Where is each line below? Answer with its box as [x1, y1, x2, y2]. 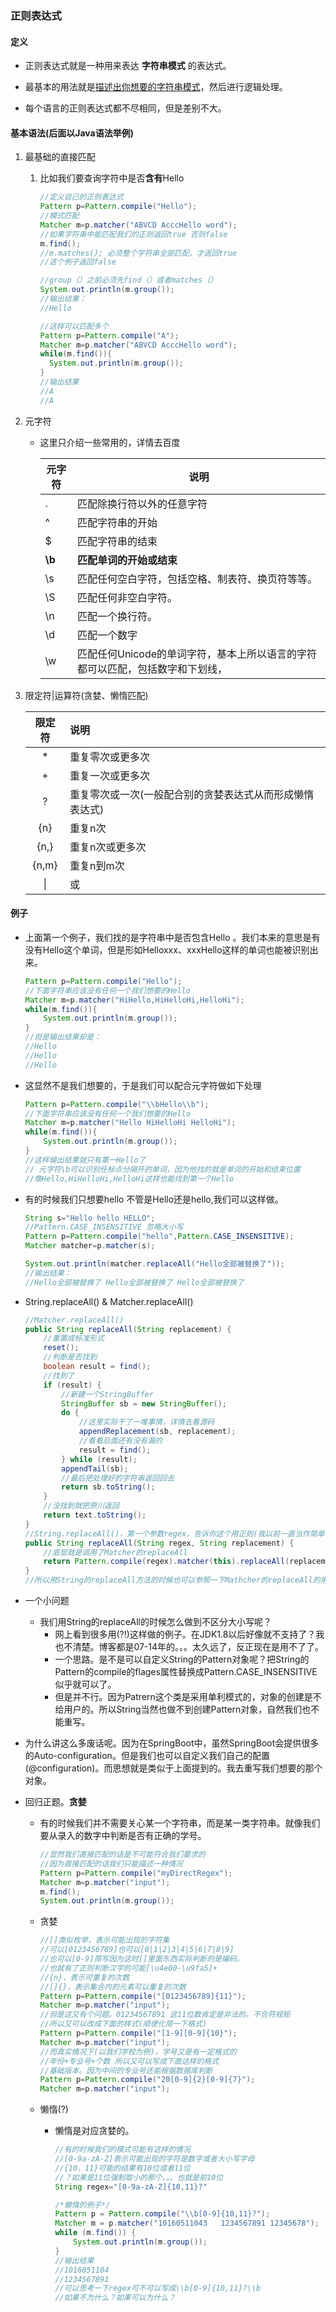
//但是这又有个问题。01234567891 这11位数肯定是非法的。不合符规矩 [39, 2010, 291, 2020]
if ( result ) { [43, 1380, 102, 1390]
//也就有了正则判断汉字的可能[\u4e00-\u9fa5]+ [39, 1963, 218, 1973]
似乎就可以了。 [54, 1678, 117, 1691]
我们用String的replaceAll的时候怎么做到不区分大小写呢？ [39, 1616, 272, 1628]
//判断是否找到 [43, 1352, 98, 1362]
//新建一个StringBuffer [61, 1389, 154, 1399]
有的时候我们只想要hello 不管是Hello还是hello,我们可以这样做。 [24, 1193, 284, 1205]
